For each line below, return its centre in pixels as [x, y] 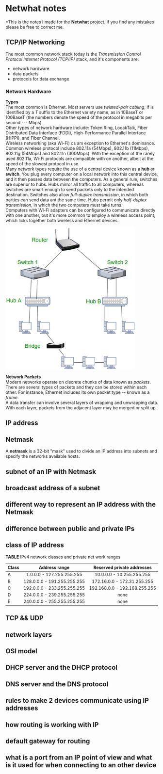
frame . [12, 398]
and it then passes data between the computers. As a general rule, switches [81, 179]
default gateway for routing [48, 741]
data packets [25, 74]
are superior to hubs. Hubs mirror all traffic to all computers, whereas [75, 184]
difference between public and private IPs [70, 528]
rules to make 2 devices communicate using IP [77, 701]
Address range [54, 567]
